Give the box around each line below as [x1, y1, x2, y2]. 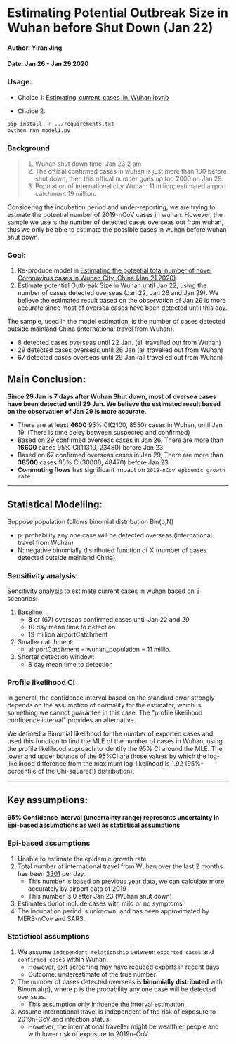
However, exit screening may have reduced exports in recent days [27, 963, 220, 971]
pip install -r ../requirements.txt [7, 120, 114, 127]
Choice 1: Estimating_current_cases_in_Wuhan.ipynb [17, 93, 169, 101]
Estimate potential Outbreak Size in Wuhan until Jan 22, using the [17, 281, 207, 289]
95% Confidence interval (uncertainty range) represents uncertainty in [7, 814, 220, 822]
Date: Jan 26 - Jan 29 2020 [7, 60, 89, 68]
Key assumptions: [7, 794, 88, 806]
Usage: [7, 77, 33, 87]
